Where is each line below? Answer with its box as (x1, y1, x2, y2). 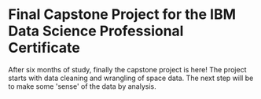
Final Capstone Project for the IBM (8, 5, 237, 24)
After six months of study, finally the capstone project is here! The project (8, 64, 247, 74)
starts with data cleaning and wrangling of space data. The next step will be (8, 73, 254, 82)
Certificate (8, 39, 80, 57)
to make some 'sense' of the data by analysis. (8, 81, 156, 91)
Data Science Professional (8, 22, 184, 40)
